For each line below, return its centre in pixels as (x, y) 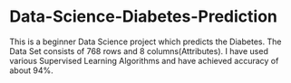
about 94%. (32, 70)
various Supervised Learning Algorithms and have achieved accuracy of (144, 60)
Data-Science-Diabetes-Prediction (144, 17)
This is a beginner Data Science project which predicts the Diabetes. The (145, 41)
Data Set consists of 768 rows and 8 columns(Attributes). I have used (139, 51)
